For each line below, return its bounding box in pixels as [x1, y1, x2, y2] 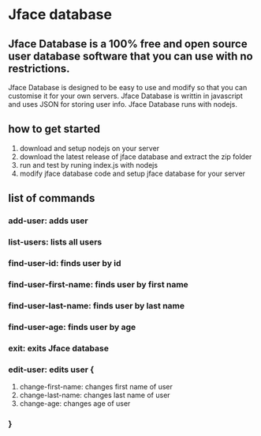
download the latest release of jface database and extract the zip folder [19, 152, 252, 161]
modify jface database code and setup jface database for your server [19, 169, 246, 178]
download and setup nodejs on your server [19, 143, 160, 153]
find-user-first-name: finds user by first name [8, 279, 189, 290]
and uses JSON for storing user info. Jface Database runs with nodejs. [8, 100, 238, 108]
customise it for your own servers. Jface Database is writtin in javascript [8, 91, 243, 100]
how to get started [8, 123, 101, 136]
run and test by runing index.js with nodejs [19, 160, 158, 169]
